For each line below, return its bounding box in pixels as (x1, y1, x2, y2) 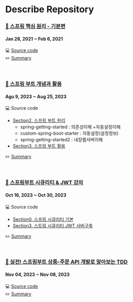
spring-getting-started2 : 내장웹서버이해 (20, 137, 103, 143)
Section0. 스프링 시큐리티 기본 (12, 216, 74, 222)
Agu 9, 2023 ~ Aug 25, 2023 (5, 93, 67, 99)
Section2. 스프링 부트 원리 (12, 117, 66, 123)
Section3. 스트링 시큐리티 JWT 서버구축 (12, 222, 93, 229)
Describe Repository (5, 4, 94, 15)
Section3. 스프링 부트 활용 (12, 143, 65, 149)
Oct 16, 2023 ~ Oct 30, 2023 (5, 192, 67, 198)
